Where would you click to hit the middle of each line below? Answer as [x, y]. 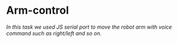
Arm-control [38, 10]
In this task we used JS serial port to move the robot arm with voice [89, 27]
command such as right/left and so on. [54, 33]
